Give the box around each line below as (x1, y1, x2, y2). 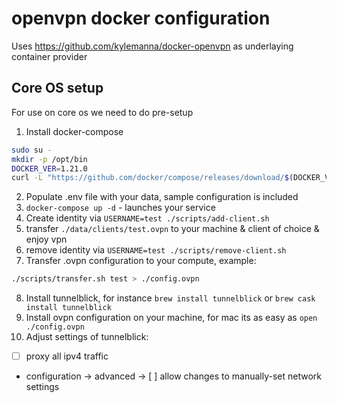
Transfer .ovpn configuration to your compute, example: (25, 255, 257, 267)
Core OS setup (11, 80, 104, 97)
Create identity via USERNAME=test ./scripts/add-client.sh (25, 212, 270, 224)
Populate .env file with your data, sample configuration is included (25, 191, 299, 203)
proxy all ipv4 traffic (25, 350, 109, 362)
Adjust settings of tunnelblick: (25, 331, 149, 343)
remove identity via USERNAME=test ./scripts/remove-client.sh (25, 244, 287, 256)
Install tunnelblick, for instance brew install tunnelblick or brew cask (25, 292, 316, 304)
